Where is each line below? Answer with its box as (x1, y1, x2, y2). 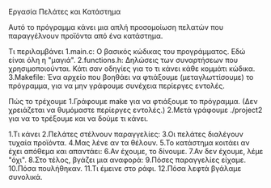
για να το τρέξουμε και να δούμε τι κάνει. (8, 114, 149, 123)
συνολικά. (8, 173, 43, 182)
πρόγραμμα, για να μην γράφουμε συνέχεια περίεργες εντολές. (8, 81, 225, 90)
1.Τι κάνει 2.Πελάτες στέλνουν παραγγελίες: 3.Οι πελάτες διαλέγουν (8, 129, 244, 139)
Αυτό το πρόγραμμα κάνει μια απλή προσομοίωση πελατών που (8, 23, 224, 31)
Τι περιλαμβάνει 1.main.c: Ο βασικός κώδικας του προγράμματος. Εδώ (8, 47, 246, 56)
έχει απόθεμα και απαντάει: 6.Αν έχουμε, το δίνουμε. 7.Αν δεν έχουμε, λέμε (8, 147, 264, 156)
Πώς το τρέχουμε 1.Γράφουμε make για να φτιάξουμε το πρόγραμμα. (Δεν (8, 97, 258, 106)
